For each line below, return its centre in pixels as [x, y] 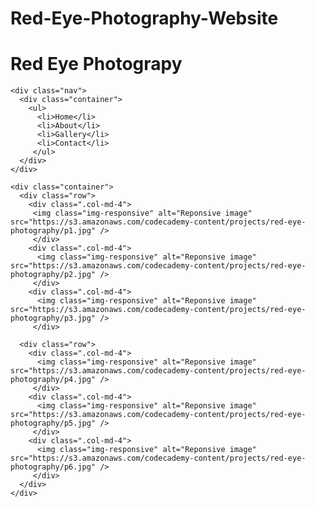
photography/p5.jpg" [53, 423]
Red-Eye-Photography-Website [144, 18]
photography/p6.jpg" [53, 467]
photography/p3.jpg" [53, 318]
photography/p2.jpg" [53, 275]
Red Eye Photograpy [96, 64]
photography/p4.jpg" [53, 380]
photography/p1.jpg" [53, 231]
